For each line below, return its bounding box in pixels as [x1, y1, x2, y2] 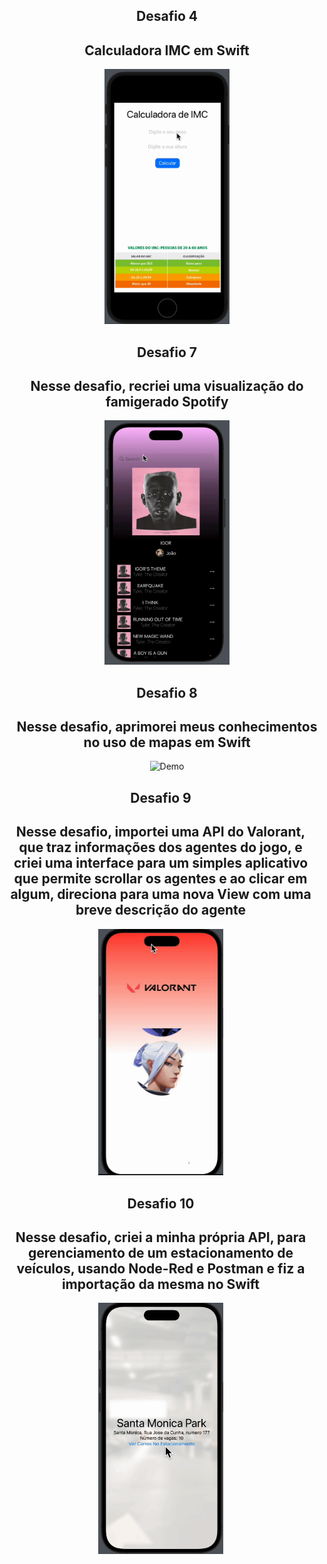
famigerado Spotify [105, 393, 229, 410]
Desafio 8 [136, 684, 198, 701]
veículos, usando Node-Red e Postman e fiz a [16, 1260, 306, 1277]
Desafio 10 [127, 1195, 195, 1212]
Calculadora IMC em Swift [84, 42, 250, 59]
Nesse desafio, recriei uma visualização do [30, 377, 304, 394]
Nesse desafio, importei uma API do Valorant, [15, 824, 306, 841]
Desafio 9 [130, 789, 192, 806]
